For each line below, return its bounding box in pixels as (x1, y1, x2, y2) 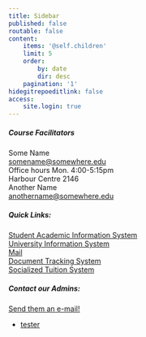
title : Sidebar (8, 11, 60, 20)
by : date (37, 65, 67, 73)
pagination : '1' (23, 80, 79, 88)
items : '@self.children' (23, 42, 107, 50)
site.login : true (23, 102, 82, 110)
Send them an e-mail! (8, 304, 80, 313)
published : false (8, 19, 67, 28)
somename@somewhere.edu (8, 157, 107, 166)
